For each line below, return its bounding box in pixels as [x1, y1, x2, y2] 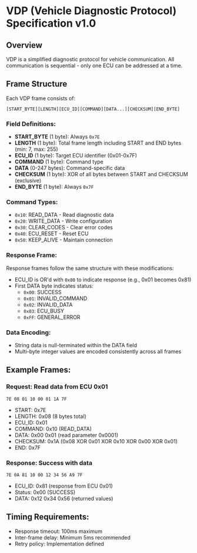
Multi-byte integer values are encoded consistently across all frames [14, 348, 182, 355]
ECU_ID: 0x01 [14, 419, 48, 426]
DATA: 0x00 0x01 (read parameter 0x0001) [14, 432, 119, 439]
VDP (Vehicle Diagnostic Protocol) [6, 4, 177, 18]
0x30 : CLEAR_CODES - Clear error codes [14, 224, 113, 231]
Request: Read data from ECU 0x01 [6, 383, 108, 391]
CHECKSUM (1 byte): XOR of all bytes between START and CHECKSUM [14, 171, 188, 178]
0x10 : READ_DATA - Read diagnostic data [14, 211, 114, 219]
